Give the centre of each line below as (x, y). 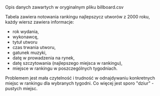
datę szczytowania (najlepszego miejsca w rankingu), (68, 63)
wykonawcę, (25, 37)
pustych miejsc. (21, 88)
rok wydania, (25, 31)
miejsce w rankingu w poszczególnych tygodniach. (65, 68)
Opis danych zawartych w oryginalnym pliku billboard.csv (64, 7)
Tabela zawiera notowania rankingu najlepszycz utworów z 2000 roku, (78, 17)
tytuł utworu (25, 42)
